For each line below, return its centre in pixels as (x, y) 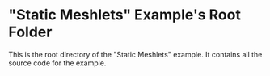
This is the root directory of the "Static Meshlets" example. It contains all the (135, 54)
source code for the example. (57, 63)
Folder (30, 32)
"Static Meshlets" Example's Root (124, 15)
